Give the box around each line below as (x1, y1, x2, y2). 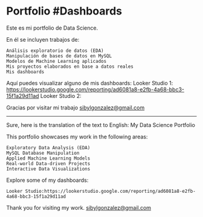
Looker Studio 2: (40, 92, 82, 99)
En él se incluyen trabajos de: (6, 36, 80, 43)
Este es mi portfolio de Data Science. (6, 24, 98, 31)
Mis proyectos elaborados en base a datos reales (6, 63, 134, 70)
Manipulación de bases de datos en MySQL (6, 53, 112, 59)
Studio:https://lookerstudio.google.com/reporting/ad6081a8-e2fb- (25, 188, 196, 194)
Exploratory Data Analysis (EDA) (6, 144, 91, 151)
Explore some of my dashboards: (6, 177, 89, 184)
